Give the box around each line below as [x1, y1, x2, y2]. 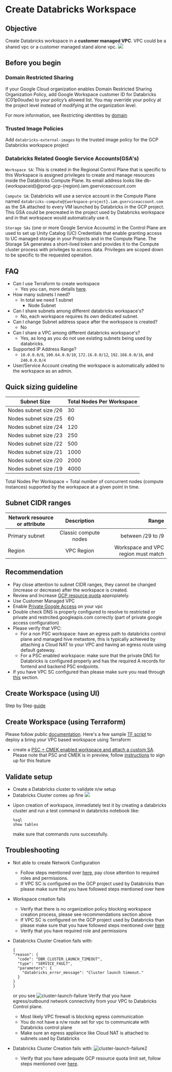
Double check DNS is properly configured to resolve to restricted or [12, 608, 156, 615]
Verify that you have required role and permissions [20, 928, 127, 934]
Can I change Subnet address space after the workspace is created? [12, 319, 158, 325]
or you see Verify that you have [12, 992, 131, 999]
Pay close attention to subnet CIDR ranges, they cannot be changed [12, 581, 156, 587]
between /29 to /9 [120, 532, 164, 539]
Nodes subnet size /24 [8, 423, 63, 430]
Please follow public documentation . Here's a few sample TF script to [5, 731, 152, 737]
